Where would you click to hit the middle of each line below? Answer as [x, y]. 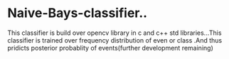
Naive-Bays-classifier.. [78, 13]
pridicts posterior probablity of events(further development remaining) [110, 48]
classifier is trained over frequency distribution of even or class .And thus [115, 40]
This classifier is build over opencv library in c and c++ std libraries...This [114, 33]
